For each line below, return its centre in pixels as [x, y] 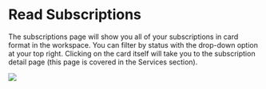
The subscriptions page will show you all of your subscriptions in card [123, 37]
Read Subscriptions [75, 15]
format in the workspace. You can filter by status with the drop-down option [133, 44]
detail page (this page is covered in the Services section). [103, 62]
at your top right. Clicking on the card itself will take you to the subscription [132, 53]
